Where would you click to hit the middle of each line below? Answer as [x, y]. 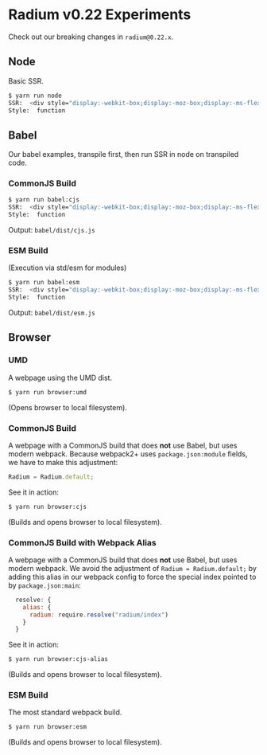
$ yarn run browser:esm [48, 727]
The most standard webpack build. [65, 712]
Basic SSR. [26, 80]
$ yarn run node [35, 96]
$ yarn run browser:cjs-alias [58, 659]
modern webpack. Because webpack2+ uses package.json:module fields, [128, 454]
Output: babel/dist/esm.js [52, 313]
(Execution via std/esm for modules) [68, 268]
